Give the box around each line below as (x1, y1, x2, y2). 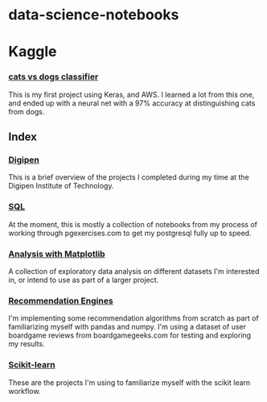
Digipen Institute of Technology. (8, 181, 114, 191)
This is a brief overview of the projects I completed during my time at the (8, 172, 249, 182)
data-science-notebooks (8, 6, 179, 24)
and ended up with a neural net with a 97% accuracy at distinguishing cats (8, 98, 256, 108)
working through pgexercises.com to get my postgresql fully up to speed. (8, 228, 252, 238)
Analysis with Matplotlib (8, 248, 106, 259)
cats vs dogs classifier (8, 71, 99, 82)
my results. (8, 339, 46, 349)
